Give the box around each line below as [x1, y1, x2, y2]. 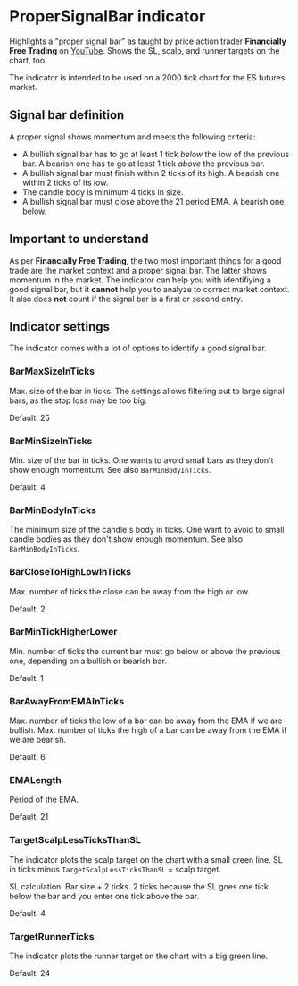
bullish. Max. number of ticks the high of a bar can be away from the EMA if [9, 725, 287, 736]
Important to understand [9, 232, 149, 247]
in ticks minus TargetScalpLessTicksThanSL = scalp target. [9, 864, 221, 874]
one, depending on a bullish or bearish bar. [9, 655, 168, 666]
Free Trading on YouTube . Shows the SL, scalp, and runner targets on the [9, 45, 280, 55]
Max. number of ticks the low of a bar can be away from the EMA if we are [9, 715, 283, 726]
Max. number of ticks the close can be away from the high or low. [9, 586, 251, 596]
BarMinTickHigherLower [9, 626, 118, 638]
